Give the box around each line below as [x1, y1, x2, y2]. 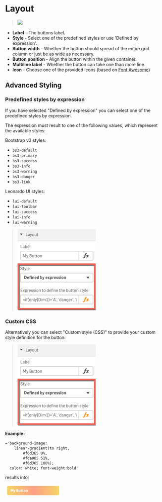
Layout [5, 3, 34, 14]
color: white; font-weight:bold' [9, 466, 79, 471]
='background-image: [5, 441, 48, 446]
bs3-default [12, 148, 37, 153]
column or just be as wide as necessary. [12, 51, 95, 57]
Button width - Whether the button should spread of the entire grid [12, 45, 150, 51]
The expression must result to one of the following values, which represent [5, 122, 158, 128]
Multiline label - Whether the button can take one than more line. [12, 61, 146, 67]
